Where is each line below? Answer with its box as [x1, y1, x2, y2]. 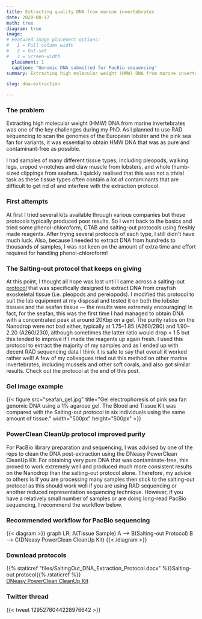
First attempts [6, 198, 48, 206]
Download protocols [6, 551, 67, 559]
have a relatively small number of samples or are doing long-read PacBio [6, 495, 186, 502]
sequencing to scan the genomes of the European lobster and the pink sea [6, 133, 191, 140]
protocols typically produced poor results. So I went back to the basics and [6, 217, 192, 225]
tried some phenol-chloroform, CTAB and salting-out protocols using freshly [6, 223, 195, 231]
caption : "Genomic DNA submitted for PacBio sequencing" [11, 64, 158, 71]
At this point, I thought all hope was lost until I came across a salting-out [6, 278, 185, 285]
